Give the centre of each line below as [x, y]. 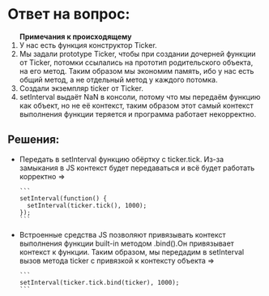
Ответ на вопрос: [69, 14]
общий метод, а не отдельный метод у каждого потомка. [118, 79]
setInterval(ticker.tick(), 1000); [87, 205]
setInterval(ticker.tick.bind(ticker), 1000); [99, 282]
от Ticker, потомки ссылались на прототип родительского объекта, [136, 62]
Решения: [34, 140]
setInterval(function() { [63, 198]
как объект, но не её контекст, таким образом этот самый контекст [137, 105]
